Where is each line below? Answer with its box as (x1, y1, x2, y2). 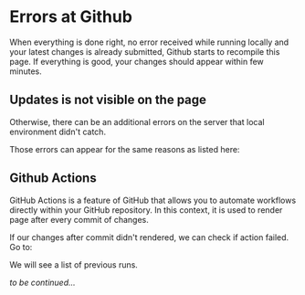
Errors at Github (9, 6, 132, 27)
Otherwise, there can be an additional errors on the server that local (9, 116, 265, 127)
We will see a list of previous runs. (9, 258, 139, 270)
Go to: (9, 241, 33, 252)
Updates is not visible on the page (9, 92, 207, 108)
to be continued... (9, 277, 76, 288)
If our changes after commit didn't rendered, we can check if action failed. (9, 231, 289, 243)
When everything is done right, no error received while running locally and (9, 37, 289, 47)
